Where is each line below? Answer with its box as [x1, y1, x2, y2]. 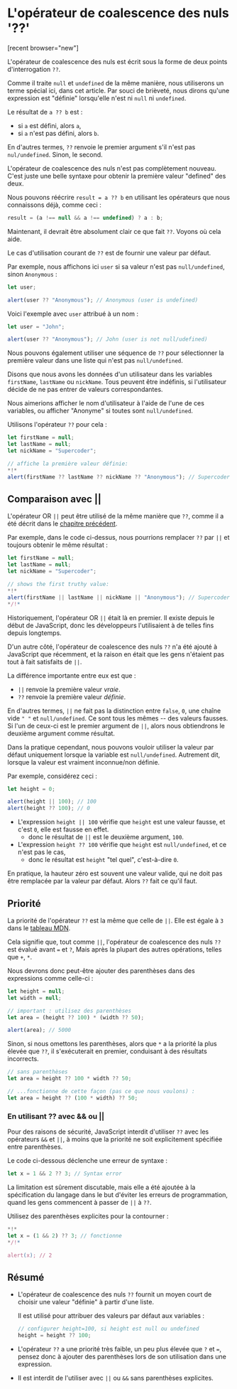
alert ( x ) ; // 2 [7, 1252, 53, 1259]
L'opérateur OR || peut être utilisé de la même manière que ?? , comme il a [7, 512, 224, 521]
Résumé [7, 1271, 45, 1283]
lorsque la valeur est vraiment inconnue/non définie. [7, 757, 160, 766]
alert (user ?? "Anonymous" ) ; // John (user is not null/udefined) [7, 336, 208, 343]
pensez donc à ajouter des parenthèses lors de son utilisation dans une [17, 1353, 227, 1361]
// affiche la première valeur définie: [7, 460, 129, 467]
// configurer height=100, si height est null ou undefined [17, 1325, 199, 1333]
